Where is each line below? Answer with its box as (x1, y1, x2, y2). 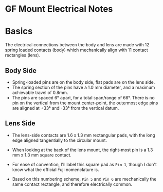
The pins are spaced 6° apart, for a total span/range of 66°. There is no (12, 95, 155, 100)
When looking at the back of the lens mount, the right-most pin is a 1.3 (12, 147, 153, 153)
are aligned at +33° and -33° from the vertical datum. (12, 105, 119, 111)
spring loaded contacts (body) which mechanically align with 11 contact (5, 47, 148, 53)
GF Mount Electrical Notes (5, 3, 113, 15)
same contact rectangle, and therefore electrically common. (12, 181, 132, 187)
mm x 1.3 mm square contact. (12, 152, 72, 158)
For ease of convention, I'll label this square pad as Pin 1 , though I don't (12, 161, 157, 167)
